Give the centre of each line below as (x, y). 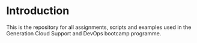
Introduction (38, 11)
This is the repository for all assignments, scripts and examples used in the (99, 27)
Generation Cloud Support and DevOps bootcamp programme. (84, 33)
